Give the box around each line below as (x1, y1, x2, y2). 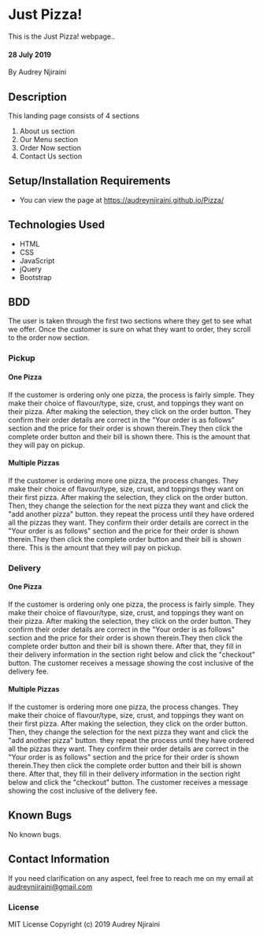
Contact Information (8, 853, 110, 866)
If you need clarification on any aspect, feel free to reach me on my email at (8, 873, 254, 883)
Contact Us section (19, 151, 83, 161)
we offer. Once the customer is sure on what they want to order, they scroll (8, 325, 251, 334)
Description (8, 90, 67, 103)
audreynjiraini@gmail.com (8, 882, 93, 891)
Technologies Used (8, 218, 105, 232)
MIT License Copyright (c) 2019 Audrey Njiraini (8, 919, 160, 928)
